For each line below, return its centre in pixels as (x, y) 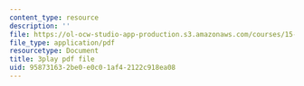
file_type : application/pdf (62, 43)
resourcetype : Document (54, 51)
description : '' (40, 26)
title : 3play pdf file (52, 59)
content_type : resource (54, 17)
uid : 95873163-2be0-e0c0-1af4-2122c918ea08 (93, 68)
